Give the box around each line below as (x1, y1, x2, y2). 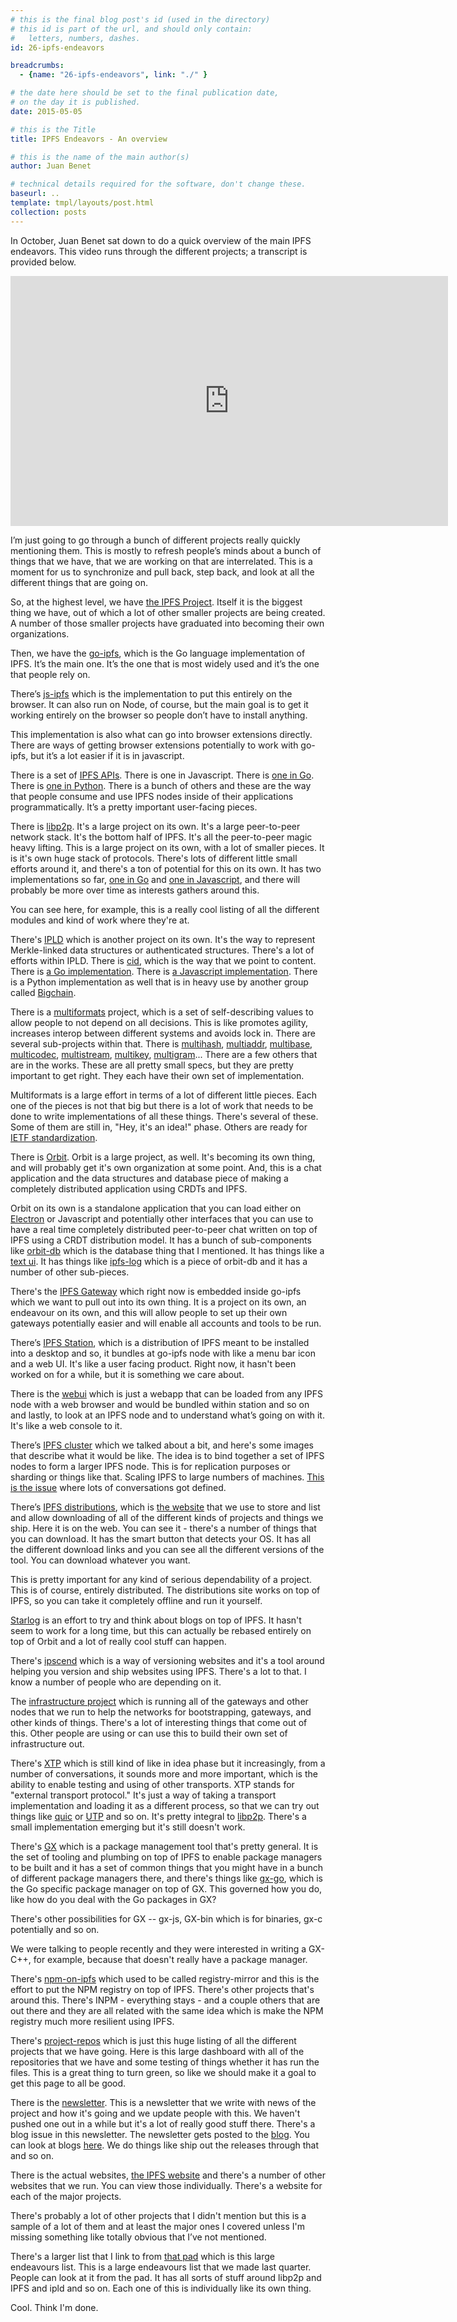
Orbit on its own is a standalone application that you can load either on (10, 1202, 302, 1214)
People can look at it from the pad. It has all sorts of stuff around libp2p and (10, 2271, 322, 2283)
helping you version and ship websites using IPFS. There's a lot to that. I (10, 1665, 307, 1677)
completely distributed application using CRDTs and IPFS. (10, 1182, 248, 1195)
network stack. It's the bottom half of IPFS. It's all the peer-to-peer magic (10, 831, 313, 843)
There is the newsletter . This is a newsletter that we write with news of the (10, 2096, 317, 2108)
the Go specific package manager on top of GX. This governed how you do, (10, 1882, 323, 1895)
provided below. (10, 256, 77, 268)
